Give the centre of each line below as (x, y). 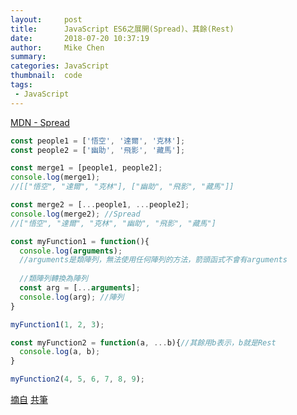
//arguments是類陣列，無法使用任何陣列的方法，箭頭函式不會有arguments (153, 260)
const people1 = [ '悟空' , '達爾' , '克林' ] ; (98, 141)
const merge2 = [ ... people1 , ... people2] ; (100, 205)
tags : (21, 85)
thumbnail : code (46, 76)
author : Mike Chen (57, 47)
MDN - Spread (40, 122)
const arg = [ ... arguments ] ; (80, 288)
